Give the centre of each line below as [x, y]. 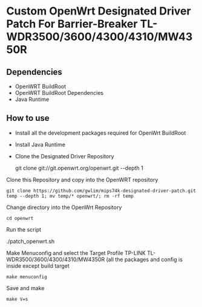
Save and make [25, 288]
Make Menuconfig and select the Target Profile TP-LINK [76, 253]
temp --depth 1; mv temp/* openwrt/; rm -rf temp [70, 196]
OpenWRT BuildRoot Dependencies [59, 93]
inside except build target [38, 266]
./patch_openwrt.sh [31, 241]
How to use [28, 118]
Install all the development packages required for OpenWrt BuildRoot [100, 133]
